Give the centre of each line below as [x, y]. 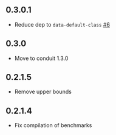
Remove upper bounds [43, 92]
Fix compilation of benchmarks [53, 125]
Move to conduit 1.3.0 [41, 58]
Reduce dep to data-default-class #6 [62, 24]
